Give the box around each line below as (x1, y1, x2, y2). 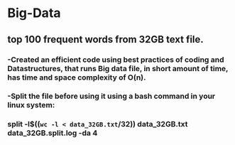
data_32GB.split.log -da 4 (7, 128, 98, 138)
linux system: (7, 100, 55, 110)
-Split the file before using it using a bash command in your (7, 91, 216, 101)
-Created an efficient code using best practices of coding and (7, 55, 225, 65)
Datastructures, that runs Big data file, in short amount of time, (7, 63, 229, 73)
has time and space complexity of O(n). (7, 72, 146, 82)
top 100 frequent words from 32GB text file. (7, 33, 204, 45)
